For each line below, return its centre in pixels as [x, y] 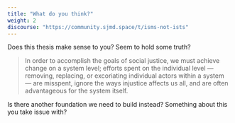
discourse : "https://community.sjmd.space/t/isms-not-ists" [98, 27]
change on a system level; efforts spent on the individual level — [119, 69]
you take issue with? [37, 112]
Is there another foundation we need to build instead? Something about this [117, 105]
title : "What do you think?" [50, 14]
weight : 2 [22, 20]
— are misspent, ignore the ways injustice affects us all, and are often [126, 83]
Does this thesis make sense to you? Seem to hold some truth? [99, 47]
